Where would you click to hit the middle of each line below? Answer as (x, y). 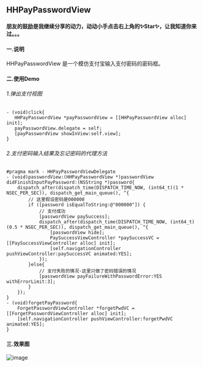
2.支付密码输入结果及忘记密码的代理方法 (57, 153)
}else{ (37, 265)
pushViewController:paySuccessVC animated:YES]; (69, 254)
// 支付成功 (52, 211)
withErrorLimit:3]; (31, 282)
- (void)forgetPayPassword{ (42, 303)
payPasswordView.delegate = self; (58, 128)
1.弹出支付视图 (24, 94)
